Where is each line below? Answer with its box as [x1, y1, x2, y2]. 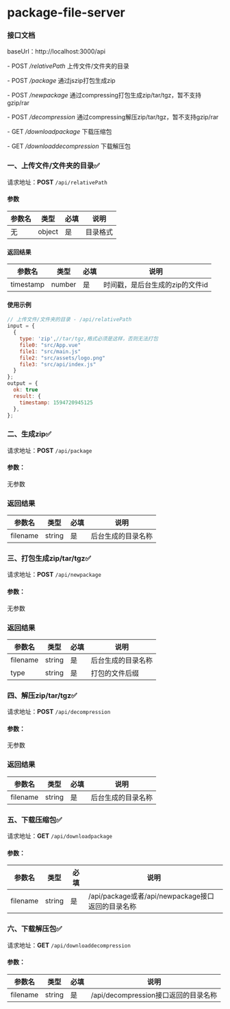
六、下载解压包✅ [7, 924, 63, 934]
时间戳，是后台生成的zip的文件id [103, 280, 209, 289]
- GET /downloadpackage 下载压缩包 [7, 128, 112, 136]
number [51, 280, 77, 289]
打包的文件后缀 [90, 668, 139, 678]
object [38, 226, 58, 236]
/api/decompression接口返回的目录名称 [90, 990, 218, 999]
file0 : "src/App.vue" [19, 342, 81, 348]
